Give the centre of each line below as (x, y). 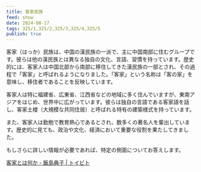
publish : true (24, 34)
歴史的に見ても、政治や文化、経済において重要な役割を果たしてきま (100, 130)
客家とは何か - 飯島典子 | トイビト (48, 163)
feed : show (20, 17)
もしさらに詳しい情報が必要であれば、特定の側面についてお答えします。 (95, 150)
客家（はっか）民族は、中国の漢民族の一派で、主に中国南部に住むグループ (98, 52)
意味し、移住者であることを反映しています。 (61, 82)
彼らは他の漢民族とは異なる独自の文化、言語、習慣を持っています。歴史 (105, 59)
